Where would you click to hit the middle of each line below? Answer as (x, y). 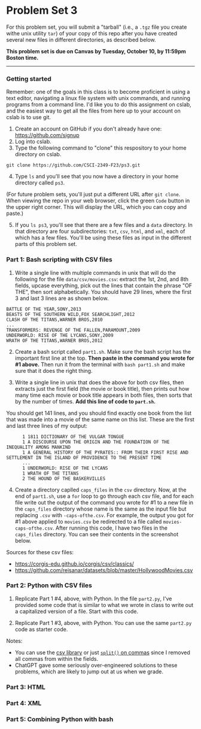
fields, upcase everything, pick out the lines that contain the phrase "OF (103, 285)
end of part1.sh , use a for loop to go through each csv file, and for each (104, 496)
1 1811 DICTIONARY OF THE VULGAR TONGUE (73, 437)
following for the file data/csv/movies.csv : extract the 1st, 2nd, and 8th (102, 279)
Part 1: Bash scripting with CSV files (59, 260)
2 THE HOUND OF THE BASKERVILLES (64, 479)
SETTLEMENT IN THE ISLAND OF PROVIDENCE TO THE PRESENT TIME (84, 458)
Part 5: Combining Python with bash (60, 719)
